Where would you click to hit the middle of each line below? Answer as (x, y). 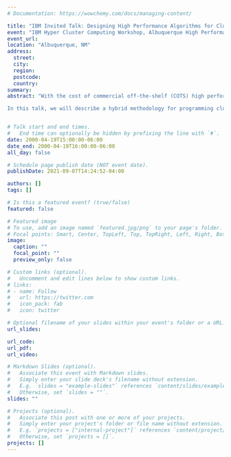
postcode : (27, 77)
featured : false (30, 209)
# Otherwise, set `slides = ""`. (58, 392)
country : (26, 83)
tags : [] (20, 190)
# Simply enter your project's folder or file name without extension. (115, 424)
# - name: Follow (32, 291)
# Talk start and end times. (49, 127)
